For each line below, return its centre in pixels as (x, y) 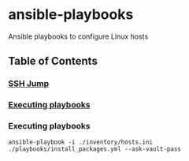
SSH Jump (29, 84)
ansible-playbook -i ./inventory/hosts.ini (81, 142)
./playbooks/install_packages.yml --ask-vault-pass (94, 149)
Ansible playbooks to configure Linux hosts (78, 36)
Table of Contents (53, 61)
